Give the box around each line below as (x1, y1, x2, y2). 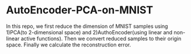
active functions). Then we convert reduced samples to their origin (20, 35, 182, 42)
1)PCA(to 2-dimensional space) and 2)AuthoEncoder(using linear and (6, 28, 173, 35)
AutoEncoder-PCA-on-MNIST (6, 3, 154, 17)
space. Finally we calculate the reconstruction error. (6, 41, 131, 48)
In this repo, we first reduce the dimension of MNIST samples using (6, 23, 168, 30)
